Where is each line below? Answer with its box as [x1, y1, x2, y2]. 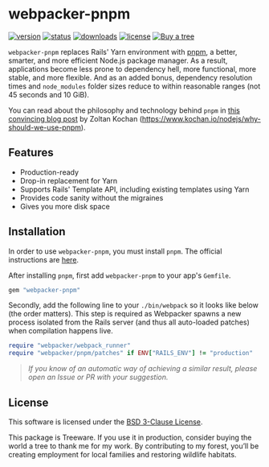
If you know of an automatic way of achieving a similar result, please [27, 364, 258, 374]
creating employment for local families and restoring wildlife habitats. [8, 450, 237, 459]
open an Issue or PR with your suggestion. [27, 372, 169, 382]
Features [8, 146, 54, 159]
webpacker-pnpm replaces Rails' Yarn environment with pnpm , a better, [8, 47, 238, 56]
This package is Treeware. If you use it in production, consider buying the [8, 432, 252, 442]
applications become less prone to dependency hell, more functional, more [8, 64, 257, 73]
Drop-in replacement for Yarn [19, 176, 118, 185]
